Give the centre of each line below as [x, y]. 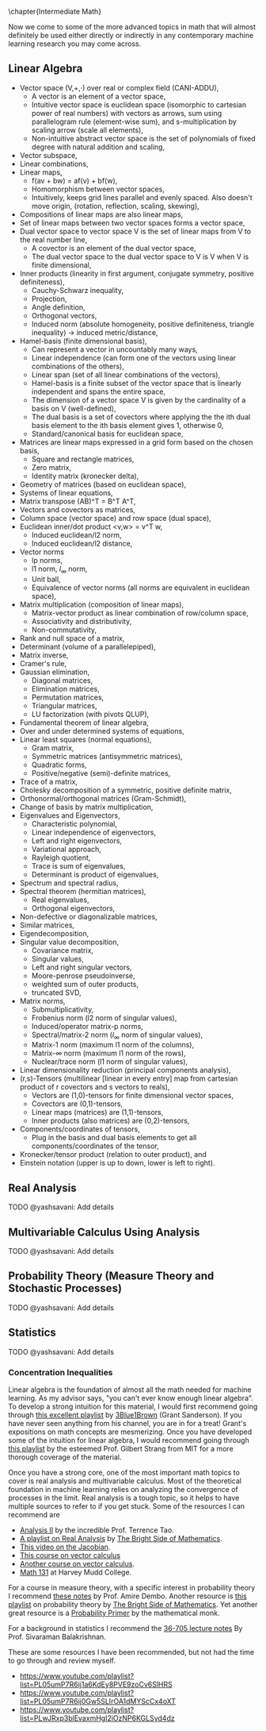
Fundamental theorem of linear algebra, [84, 723]
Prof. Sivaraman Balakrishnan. [57, 1637]
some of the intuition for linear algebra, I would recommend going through [129, 1440]
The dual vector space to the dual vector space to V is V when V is [140, 256]
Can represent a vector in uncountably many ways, [114, 349]
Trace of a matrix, [48, 781]
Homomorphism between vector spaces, [98, 189]
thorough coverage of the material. [65, 1457]
